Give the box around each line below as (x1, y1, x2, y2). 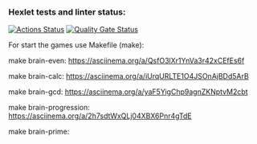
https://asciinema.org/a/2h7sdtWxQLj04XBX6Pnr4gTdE (8, 111, 193, 121)
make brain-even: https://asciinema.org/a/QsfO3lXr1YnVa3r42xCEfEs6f (8, 56, 245, 66)
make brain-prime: (8, 127, 70, 137)
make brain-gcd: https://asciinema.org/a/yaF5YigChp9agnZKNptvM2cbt (8, 87, 248, 97)
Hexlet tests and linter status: (8, 6, 126, 18)
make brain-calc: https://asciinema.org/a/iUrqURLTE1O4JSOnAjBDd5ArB (8, 72, 249, 81)
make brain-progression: (8, 103, 91, 113)
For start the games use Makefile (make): (8, 40, 145, 50)
